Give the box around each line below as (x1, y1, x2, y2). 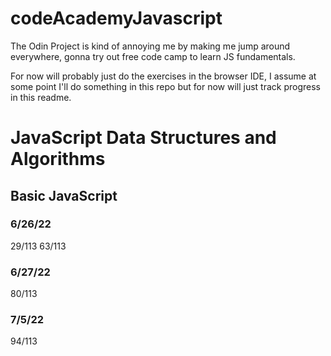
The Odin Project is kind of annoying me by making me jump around (10, 40, 291, 52)
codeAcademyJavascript (10, 7, 223, 30)
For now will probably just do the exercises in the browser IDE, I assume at (10, 70, 317, 82)
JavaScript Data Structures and (10, 127, 277, 149)
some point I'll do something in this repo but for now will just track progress (10, 80, 322, 92)
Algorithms (10, 148, 106, 171)
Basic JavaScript (10, 187, 118, 204)
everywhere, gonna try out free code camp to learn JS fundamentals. (10, 50, 296, 62)
